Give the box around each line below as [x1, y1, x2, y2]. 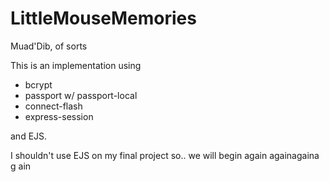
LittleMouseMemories [10, 7, 197, 30]
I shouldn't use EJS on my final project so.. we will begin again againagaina [10, 149, 320, 161]
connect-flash [24, 100, 83, 112]
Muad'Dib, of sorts [10, 40, 88, 52]
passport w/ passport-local [24, 89, 138, 101]
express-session [24, 110, 94, 122]
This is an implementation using [10, 59, 142, 71]
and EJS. [10, 130, 48, 142]
